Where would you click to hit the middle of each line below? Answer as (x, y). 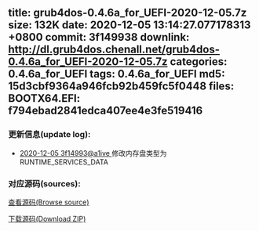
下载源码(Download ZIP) (47, 218)
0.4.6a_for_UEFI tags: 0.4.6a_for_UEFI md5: (117, 74)
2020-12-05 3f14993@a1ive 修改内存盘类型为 (93, 153)
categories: (199, 62)
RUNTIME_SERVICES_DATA (64, 162)
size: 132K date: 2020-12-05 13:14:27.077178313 (129, 25)
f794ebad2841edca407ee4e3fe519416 (106, 111)
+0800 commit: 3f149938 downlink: (99, 37)
